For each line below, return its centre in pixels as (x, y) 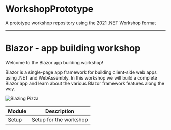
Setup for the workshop (60, 119)
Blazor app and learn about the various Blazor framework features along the (85, 83)
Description (60, 111)
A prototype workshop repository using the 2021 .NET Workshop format (81, 23)
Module (17, 111)
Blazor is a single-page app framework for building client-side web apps (81, 72)
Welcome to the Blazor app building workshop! (54, 62)
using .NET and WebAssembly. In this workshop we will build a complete (81, 77)
